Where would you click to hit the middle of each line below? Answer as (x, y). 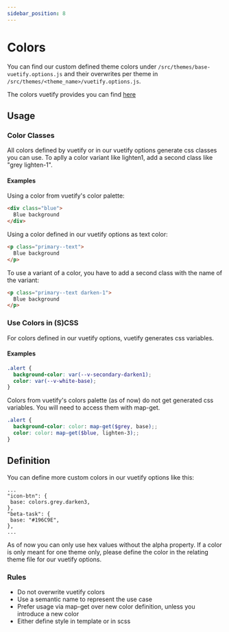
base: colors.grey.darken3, (50, 502)
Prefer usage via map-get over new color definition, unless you (106, 606)
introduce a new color (48, 613)
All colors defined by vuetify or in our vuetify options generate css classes (112, 150)
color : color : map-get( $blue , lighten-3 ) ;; (76, 433)
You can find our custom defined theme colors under (82, 67)
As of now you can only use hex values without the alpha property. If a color (115, 545)
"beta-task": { (29, 514)
